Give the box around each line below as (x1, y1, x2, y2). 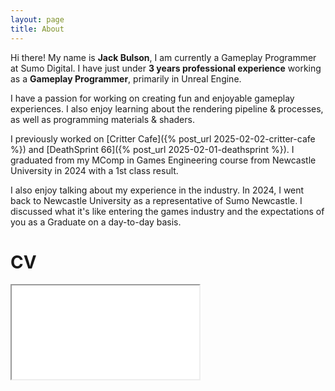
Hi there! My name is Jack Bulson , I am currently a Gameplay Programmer (10, 51, 317, 63)
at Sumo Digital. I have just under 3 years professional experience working (10, 62, 322, 74)
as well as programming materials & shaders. (10, 113, 195, 125)
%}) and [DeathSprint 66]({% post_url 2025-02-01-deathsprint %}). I (10, 143, 295, 155)
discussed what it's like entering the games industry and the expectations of (10, 205, 325, 217)
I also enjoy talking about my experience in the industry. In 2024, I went (10, 184, 305, 196)
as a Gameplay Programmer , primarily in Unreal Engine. (10, 72, 242, 85)
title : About (10, 24, 65, 34)
